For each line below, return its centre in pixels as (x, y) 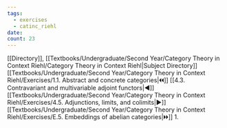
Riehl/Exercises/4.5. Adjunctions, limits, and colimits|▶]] (87, 103)
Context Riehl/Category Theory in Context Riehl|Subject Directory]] (102, 66)
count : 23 (21, 39)
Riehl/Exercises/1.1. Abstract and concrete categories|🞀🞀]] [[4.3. (96, 80)
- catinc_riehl (35, 26)
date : (15, 33)
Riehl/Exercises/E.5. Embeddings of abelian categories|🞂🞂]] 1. (93, 117)
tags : (15, 13)
